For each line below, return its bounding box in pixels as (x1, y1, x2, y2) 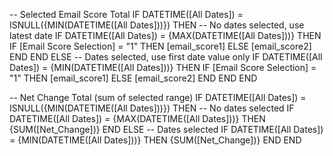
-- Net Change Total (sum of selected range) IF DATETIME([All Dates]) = (9, 92, 307, 103)
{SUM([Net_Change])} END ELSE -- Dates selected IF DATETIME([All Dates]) (9, 124, 324, 135)
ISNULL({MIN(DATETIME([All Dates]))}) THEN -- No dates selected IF (9, 102, 295, 114)
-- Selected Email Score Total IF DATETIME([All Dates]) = (9, 9, 244, 20)
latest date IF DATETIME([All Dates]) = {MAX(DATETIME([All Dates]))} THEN (9, 30, 322, 41)
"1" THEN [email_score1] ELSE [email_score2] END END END (9, 72, 258, 84)
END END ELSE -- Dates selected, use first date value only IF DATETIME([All (9, 51, 323, 63)
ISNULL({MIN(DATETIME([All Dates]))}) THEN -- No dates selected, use (9, 19, 305, 31)
